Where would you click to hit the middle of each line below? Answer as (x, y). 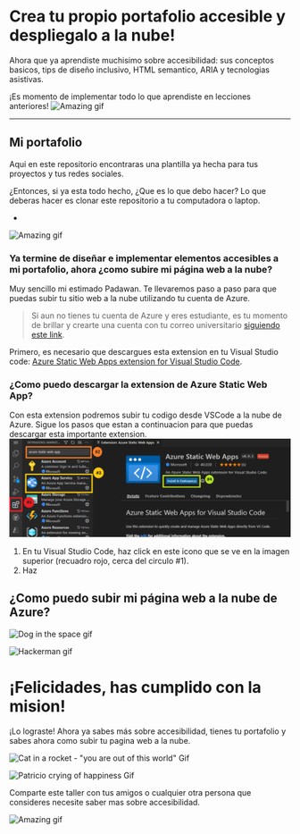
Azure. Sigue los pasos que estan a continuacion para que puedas (131, 425)
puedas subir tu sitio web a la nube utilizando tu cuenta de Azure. (129, 299)
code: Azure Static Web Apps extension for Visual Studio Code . (126, 362)
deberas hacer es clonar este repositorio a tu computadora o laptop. (135, 200)
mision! (37, 707)
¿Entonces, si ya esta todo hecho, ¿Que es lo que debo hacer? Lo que (137, 190)
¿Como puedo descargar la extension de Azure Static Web (138, 384)
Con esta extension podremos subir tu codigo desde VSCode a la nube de (146, 415)
